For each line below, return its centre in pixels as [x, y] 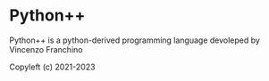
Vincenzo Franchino [46, 49]
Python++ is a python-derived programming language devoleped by [135, 40]
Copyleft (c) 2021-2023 [52, 67]
